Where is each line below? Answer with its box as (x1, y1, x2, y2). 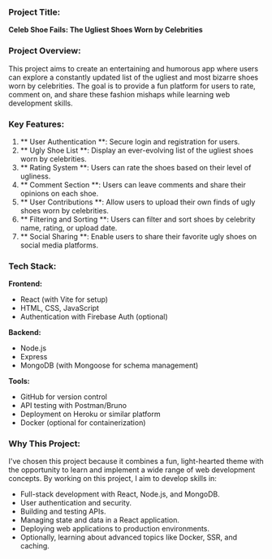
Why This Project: (8, 438, 81, 449)
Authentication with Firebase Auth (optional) (19, 312, 168, 322)
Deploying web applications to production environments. (19, 524, 209, 534)
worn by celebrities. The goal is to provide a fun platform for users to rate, (8, 80, 256, 91)
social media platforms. (19, 240, 99, 250)
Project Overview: (8, 45, 81, 57)
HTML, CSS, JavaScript (19, 303, 100, 313)
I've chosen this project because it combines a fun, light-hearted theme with (8, 457, 264, 467)
